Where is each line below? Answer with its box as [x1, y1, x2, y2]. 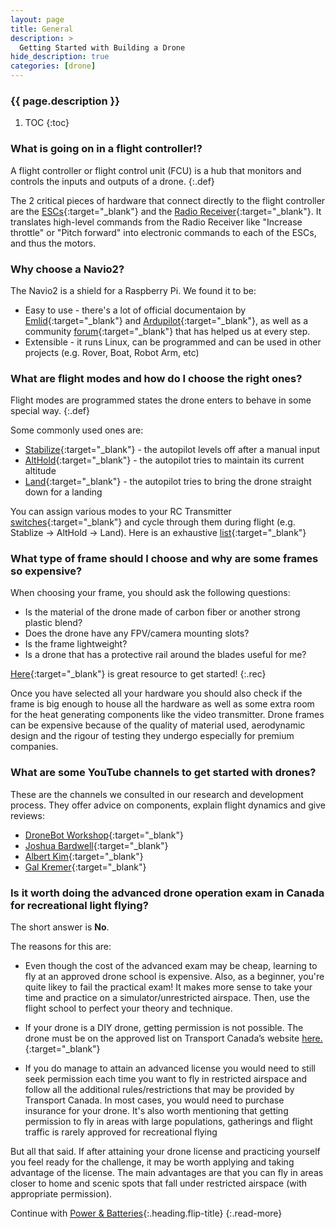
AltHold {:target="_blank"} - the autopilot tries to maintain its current [24, 454, 305, 466]
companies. [10, 741, 59, 753]
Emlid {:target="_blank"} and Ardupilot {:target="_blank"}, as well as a [24, 314, 309, 326]
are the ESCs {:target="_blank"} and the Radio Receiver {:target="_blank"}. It [10, 205, 322, 217]
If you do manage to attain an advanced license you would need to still [24, 1062, 316, 1075]
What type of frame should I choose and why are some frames [10, 552, 319, 566]
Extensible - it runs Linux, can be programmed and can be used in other [24, 336, 322, 348]
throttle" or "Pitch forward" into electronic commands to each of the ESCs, [10, 226, 317, 238]
